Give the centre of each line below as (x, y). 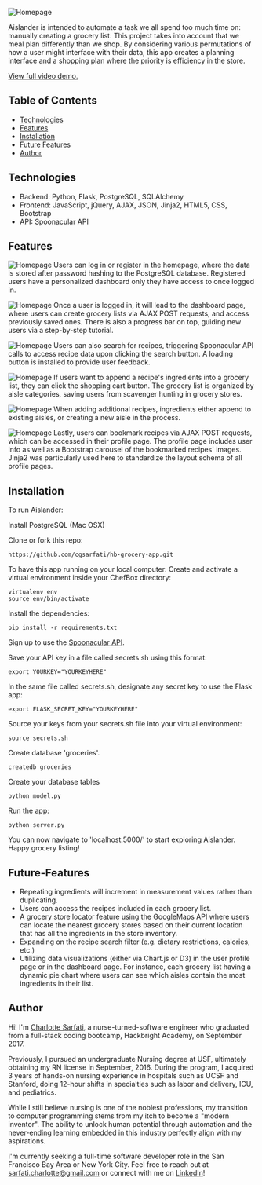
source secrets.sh (38, 738)
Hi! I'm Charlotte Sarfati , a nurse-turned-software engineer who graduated (129, 1027)
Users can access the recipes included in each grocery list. (115, 909)
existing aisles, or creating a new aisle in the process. (95, 418)
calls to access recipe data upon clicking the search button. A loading (121, 354)
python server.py (36, 825)
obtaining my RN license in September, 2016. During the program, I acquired (131, 1067)
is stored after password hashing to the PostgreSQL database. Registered (127, 273)
